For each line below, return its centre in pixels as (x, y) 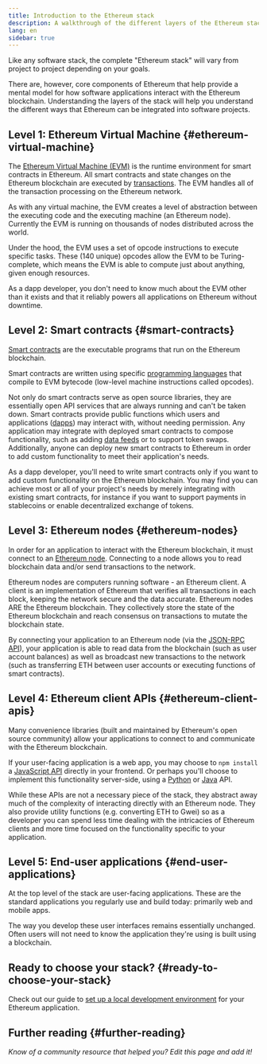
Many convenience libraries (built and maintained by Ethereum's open (123, 730)
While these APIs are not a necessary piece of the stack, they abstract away (133, 794)
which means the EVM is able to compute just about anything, (144, 265)
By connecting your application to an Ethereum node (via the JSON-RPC (126, 639)
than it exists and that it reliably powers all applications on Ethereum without (133, 297)
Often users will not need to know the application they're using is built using (132, 934)
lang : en (23, 30)
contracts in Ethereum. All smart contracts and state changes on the (120, 175)
